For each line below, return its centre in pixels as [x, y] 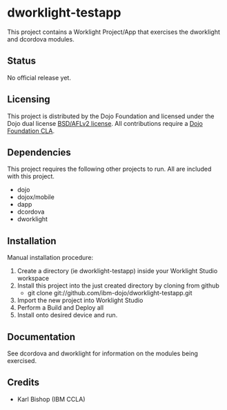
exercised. [22, 361]
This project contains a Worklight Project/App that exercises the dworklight [114, 32]
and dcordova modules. [41, 39]
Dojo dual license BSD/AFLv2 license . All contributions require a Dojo [105, 123]
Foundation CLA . [31, 131]
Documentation [41, 337]
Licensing [29, 99]
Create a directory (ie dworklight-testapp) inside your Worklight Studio [117, 271]
